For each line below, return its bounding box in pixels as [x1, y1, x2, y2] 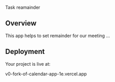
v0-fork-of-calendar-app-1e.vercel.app [5, 71, 87, 77]
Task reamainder [5, 5, 41, 10]
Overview [5, 19, 37, 28]
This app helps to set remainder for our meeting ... [5, 33, 110, 39]
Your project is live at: [5, 61, 51, 67]
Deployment [5, 47, 45, 56]
